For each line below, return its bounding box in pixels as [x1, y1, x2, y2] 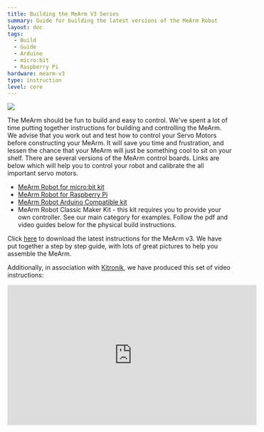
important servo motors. [7, 169, 78, 178]
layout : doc [7, 23, 43, 31]
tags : [7, 30, 23, 38]
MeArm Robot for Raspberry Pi [17, 190, 108, 199]
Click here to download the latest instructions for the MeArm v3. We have [7, 234, 222, 243]
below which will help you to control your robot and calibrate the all [7, 162, 204, 170]
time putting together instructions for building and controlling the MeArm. [7, 124, 222, 132]
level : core [7, 83, 43, 90]
